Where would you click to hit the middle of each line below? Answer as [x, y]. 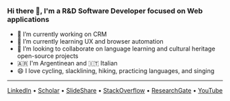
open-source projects [48, 56]
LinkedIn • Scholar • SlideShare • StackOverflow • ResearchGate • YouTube [115, 91]
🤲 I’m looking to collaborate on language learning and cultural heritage [116, 49]
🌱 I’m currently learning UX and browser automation [90, 42]
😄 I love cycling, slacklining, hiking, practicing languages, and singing [116, 71]
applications [28, 19]
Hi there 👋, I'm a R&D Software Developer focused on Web [105, 11]
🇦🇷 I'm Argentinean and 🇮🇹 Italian [67, 63]
